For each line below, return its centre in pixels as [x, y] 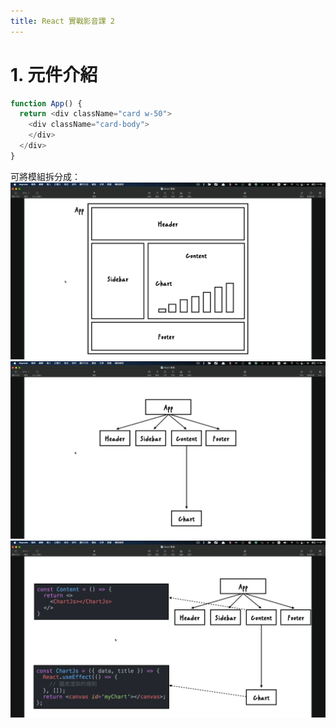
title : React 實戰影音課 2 [62, 21]
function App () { [46, 103]
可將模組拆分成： [45, 176]
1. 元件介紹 [54, 74]
